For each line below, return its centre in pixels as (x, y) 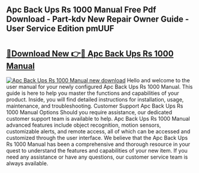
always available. (27, 163)
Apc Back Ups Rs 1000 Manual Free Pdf (81, 10)
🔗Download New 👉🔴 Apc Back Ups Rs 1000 (90, 53)
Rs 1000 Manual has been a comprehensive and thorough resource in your (98, 144)
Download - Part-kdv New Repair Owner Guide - (98, 20)
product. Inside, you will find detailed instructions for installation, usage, (95, 99)
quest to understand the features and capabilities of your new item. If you (97, 150)
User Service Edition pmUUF (60, 29)
